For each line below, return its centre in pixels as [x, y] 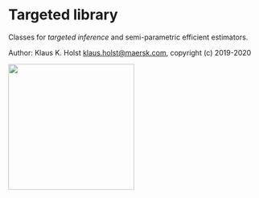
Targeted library [63, 15]
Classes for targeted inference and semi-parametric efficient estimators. [128, 37]
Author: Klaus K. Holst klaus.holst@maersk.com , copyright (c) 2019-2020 [130, 52]
